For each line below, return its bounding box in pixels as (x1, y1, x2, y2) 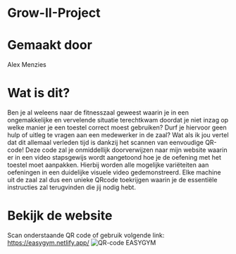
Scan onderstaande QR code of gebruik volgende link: (7, 231, 165, 239)
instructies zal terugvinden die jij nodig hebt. (7, 183, 136, 191)
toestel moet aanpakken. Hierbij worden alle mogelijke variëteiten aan (7, 160, 209, 170)
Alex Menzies (7, 61, 47, 69)
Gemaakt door (7, 37, 93, 53)
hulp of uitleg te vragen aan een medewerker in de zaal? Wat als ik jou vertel (7, 131, 229, 139)
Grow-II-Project (7, 5, 101, 21)
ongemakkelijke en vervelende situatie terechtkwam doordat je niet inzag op (7, 116, 229, 125)
